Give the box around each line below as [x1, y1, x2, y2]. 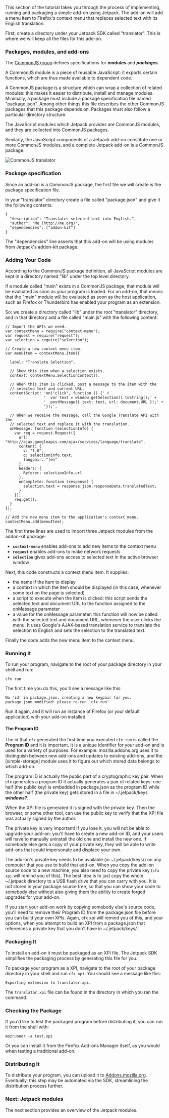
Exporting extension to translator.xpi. [5, 980, 92, 985]
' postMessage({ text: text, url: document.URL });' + [43, 400, 164, 405]
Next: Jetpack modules [5, 1096, 64, 1103]
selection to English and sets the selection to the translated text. [12, 627, 146, 633]
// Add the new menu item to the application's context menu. [5, 514, 139, 520]
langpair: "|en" [23, 457, 58, 462]
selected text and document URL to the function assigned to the [12, 600, 146, 607]
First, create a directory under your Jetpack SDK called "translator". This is [5, 30, 160, 36]
